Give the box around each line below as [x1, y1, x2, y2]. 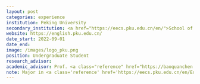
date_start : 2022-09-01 [6, 36, 65, 42]
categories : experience [6, 14, 65, 20]
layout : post [6, 8, 39, 15]
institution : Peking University [6, 20, 86, 25]
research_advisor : [6, 58, 52, 64]
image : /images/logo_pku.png [6, 47, 79, 53]
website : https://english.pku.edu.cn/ [6, 31, 102, 37]
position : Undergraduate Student [6, 53, 89, 59]
